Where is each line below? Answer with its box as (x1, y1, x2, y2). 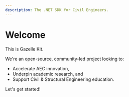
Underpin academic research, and (12, 71, 83, 77)
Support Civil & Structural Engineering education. (12, 76, 114, 82)
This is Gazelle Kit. (5, 46, 44, 52)
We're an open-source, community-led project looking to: (5, 56, 124, 62)
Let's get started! (5, 86, 41, 92)
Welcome (5, 29, 46, 40)
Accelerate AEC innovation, (12, 65, 69, 71)
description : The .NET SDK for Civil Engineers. (5, 7, 109, 13)
